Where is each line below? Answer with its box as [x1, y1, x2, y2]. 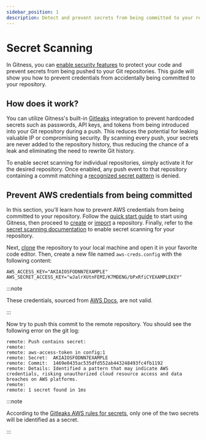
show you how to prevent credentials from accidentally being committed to [6, 74, 196, 81]
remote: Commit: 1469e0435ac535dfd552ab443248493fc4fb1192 [6, 360, 164, 367]
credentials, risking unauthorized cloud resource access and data [6, 371, 183, 377]
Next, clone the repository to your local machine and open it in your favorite [6, 244, 197, 252]
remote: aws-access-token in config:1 [6, 349, 105, 356]
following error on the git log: [6, 327, 80, 334]
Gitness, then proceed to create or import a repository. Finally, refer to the [6, 219, 193, 226]
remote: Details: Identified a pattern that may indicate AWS [6, 365, 169, 372]
